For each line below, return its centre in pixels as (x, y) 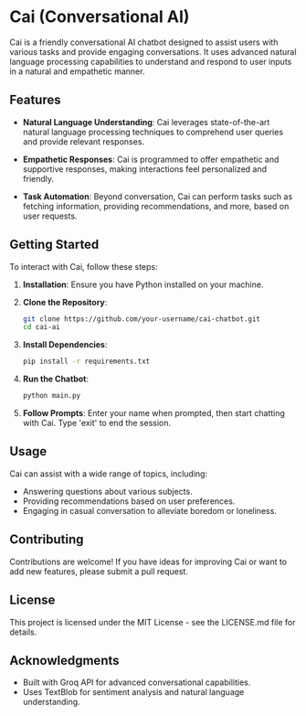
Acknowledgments (65, 660)
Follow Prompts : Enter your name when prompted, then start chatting (154, 413)
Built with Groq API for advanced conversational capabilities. (137, 682)
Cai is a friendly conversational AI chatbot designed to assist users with (144, 42)
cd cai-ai (42, 327)
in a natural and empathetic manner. (77, 71)
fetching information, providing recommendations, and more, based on (156, 206)
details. (23, 632)
